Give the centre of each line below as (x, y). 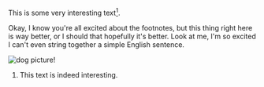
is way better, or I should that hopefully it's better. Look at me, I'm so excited (132, 36)
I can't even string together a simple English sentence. (97, 44)
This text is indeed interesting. (69, 74)
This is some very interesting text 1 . (64, 12)
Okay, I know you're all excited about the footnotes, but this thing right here (130, 27)
